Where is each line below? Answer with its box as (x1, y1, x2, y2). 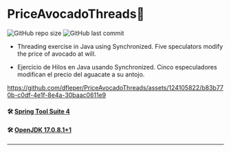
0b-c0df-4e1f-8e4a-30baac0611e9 (7, 91, 107, 99)
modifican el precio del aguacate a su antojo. (16, 70, 145, 78)
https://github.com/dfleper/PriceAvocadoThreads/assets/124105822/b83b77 (7, 83, 223, 91)
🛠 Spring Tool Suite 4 (7, 107, 70, 116)
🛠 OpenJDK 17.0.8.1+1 (7, 126, 72, 134)
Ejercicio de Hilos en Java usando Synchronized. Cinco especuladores (16, 63, 218, 71)
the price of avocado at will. (16, 50, 96, 58)
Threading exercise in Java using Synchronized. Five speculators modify (16, 42, 223, 50)
